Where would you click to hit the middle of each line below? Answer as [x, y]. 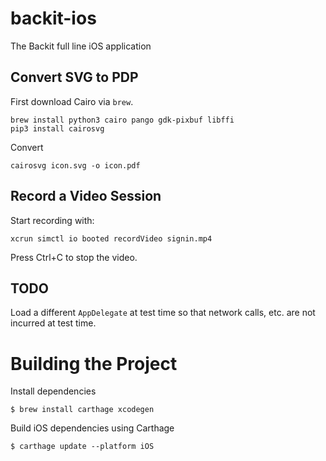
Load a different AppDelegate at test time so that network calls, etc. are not [163, 313]
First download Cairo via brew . [72, 101]
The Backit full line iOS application [81, 46]
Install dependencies [53, 391]
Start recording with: [52, 220]
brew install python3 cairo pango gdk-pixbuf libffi [122, 120]
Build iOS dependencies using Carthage [92, 428]
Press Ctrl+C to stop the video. [74, 257]
